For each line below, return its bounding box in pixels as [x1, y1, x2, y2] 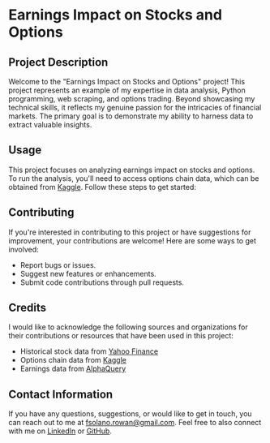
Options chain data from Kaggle [19, 355, 127, 365]
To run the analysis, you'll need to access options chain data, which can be [8, 173, 259, 183]
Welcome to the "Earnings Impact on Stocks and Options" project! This [8, 77, 246, 86]
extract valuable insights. [8, 120, 92, 129]
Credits [8, 301, 47, 315]
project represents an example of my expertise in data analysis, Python [8, 85, 246, 95]
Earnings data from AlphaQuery [19, 363, 126, 374]
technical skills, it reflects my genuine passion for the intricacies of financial [8, 103, 262, 112]
